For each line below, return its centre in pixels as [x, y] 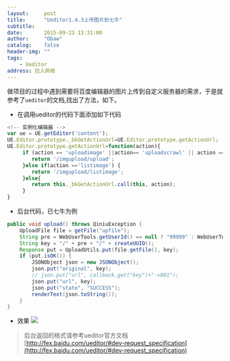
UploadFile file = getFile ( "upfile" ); [75, 230]
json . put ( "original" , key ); [72, 269]
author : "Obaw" [35, 39]
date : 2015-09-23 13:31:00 [55, 33]
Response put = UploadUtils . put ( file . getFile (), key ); [99, 250]
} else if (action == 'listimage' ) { [72, 165]
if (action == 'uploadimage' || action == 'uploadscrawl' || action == [124, 153]
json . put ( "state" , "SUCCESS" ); [76, 288]
